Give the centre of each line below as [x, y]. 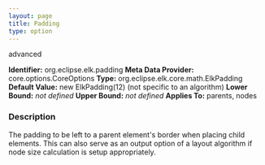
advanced [25, 54]
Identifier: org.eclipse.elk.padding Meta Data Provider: [101, 70]
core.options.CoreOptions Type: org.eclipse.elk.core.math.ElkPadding [126, 79]
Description [32, 117]
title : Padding [34, 24]
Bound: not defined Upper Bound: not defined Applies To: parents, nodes [133, 96]
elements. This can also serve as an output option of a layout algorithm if [130, 143]
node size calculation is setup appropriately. [82, 152]
